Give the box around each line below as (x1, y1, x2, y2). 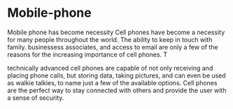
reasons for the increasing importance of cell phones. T (7, 50, 168, 59)
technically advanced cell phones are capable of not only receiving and (7, 64, 213, 72)
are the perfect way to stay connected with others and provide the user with (7, 86, 227, 94)
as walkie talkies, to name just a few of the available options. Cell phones (7, 78, 218, 87)
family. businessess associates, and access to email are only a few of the (7, 43, 218, 51)
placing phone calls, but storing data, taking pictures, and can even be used (7, 71, 226, 80)
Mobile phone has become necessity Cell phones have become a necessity (7, 28, 225, 36)
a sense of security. (7, 93, 64, 102)
